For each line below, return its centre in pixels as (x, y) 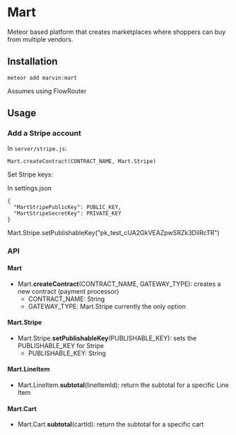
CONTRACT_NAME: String (66, 299)
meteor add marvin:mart (42, 78)
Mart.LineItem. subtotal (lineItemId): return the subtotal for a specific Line (123, 385)
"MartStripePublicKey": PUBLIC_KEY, (67, 208)
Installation (33, 62)
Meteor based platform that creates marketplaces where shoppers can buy (117, 32)
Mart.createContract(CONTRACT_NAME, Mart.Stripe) (82, 162)
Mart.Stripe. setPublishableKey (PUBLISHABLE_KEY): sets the (107, 338)
